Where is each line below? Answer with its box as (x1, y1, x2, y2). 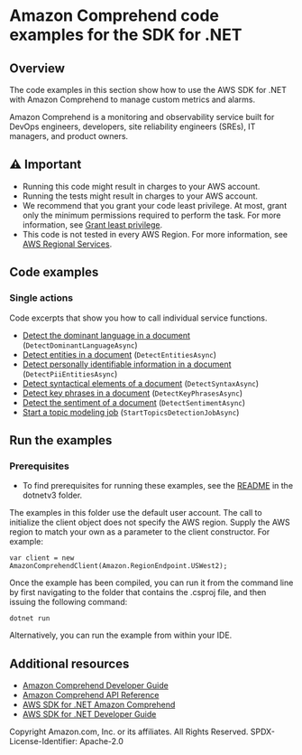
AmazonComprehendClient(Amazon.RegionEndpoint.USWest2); (9, 562, 228, 571)
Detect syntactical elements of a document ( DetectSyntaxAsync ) (22, 377, 260, 388)
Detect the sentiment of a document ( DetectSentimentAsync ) (22, 396, 246, 407)
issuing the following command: (9, 597, 128, 608)
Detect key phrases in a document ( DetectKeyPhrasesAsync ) (22, 387, 243, 398)
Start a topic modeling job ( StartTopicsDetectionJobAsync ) (22, 406, 240, 417)
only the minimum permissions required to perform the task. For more (22, 210, 281, 220)
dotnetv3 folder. (22, 489, 83, 501)
